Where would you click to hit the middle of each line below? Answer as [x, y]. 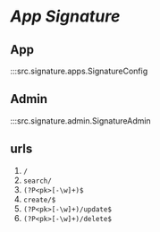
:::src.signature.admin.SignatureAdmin [80, 120]
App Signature [65, 17]
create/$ [39, 200]
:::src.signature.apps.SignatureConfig [79, 71]
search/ [37, 181]
